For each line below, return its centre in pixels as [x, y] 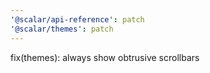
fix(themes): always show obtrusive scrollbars [105, 57]
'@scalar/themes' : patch [62, 29]
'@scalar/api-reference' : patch [77, 19]
